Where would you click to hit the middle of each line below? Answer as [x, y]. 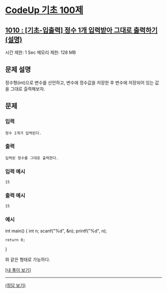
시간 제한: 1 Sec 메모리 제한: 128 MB [41, 52]
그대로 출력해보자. [28, 89]
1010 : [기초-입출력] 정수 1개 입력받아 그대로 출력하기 [82, 30]
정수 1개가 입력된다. [23, 133]
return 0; [15, 240]
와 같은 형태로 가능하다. [28, 259]
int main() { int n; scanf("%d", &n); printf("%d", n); [56, 231]
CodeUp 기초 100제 [44, 10]
